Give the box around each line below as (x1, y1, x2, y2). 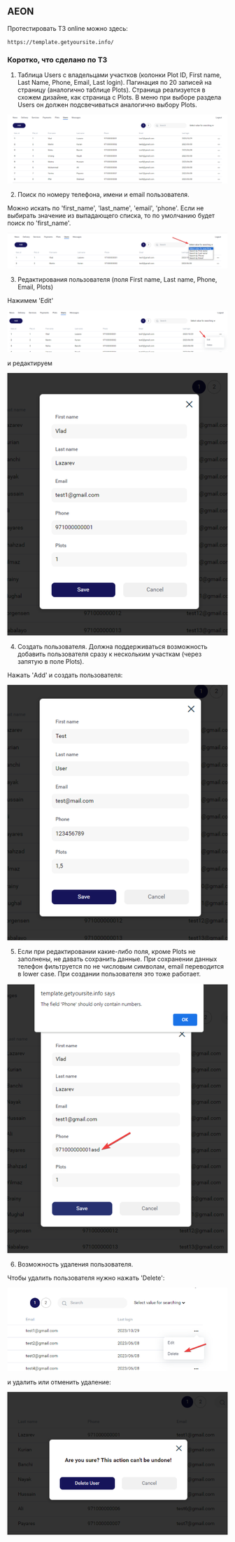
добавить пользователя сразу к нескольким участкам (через (17, 650, 202, 658)
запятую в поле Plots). (17, 657, 85, 666)
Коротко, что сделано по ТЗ (7, 55, 108, 64)
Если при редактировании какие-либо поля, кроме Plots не (17, 947, 196, 955)
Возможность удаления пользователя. (17, 1260, 134, 1269)
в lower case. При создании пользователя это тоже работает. (17, 969, 201, 978)
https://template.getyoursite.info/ (7, 39, 114, 46)
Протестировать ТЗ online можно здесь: (7, 24, 128, 32)
